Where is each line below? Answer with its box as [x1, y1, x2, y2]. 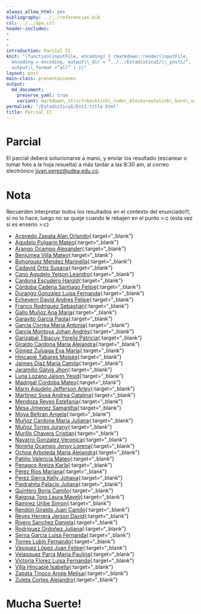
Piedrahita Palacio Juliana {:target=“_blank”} [14, 480, 123, 488]
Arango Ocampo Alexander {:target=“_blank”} [14, 245, 127, 252]
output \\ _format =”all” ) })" [11, 64, 87, 71]
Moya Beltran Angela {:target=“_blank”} [14, 411, 111, 418]
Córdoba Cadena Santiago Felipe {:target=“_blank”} [14, 283, 141, 291]
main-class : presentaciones [6, 75, 77, 81]
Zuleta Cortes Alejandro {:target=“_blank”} [14, 576, 118, 583]
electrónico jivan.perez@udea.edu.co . [6, 167, 100, 174]
